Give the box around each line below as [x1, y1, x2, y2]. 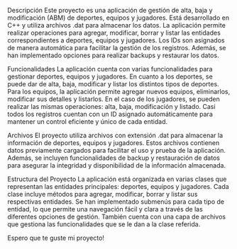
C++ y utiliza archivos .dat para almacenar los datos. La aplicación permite [7, 21, 226, 29]
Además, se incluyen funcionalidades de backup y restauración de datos [7, 154, 220, 162]
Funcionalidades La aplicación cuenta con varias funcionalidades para [7, 65, 213, 73]
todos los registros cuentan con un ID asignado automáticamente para [7, 110, 213, 118]
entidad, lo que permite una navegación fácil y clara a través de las [7, 205, 204, 213]
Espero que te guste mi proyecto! [7, 233, 105, 242]
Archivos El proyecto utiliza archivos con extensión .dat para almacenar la [7, 131, 224, 139]
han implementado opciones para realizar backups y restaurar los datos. [7, 51, 219, 59]
